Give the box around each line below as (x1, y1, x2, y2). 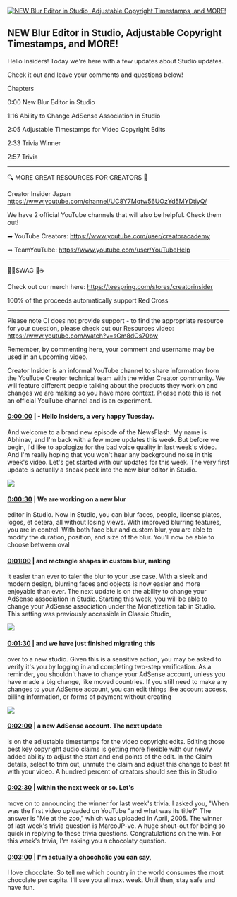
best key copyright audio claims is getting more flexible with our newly (7, 745, 212, 753)
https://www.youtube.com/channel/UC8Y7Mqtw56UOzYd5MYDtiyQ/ (7, 197, 207, 205)
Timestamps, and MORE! (7, 38, 119, 50)
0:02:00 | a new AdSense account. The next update (7, 721, 162, 730)
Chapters (7, 84, 35, 92)
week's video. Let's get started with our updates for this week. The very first (7, 458, 230, 467)
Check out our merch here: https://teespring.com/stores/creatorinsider (7, 282, 214, 291)
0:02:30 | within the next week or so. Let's (7, 783, 135, 792)
